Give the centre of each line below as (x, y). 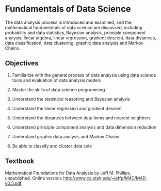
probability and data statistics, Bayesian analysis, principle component (75, 32)
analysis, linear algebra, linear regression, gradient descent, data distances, (81, 38)
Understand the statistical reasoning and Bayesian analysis (71, 99)
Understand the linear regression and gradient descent (67, 108)
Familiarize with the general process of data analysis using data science (84, 75)
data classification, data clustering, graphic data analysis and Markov (74, 43)
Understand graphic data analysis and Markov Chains (66, 136)
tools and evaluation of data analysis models (56, 80)
